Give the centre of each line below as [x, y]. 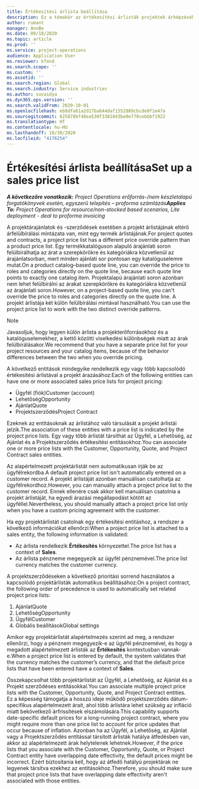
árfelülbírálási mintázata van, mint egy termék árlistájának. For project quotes [100, 233]
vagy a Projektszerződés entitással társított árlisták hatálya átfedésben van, [99, 736]
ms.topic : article [29, 39]
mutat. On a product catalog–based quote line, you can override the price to [98, 265]
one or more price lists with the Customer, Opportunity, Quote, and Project [97, 448]
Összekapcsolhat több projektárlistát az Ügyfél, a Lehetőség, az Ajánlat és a [99, 680]
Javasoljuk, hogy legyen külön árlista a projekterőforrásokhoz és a [87, 332]
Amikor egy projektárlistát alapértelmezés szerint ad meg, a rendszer [91, 637]
